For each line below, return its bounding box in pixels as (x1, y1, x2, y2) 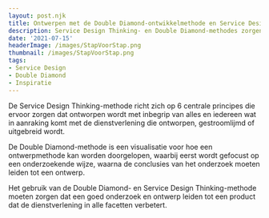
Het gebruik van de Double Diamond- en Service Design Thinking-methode (8, 183, 257, 192)
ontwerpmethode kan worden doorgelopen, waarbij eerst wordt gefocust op (8, 150, 259, 160)
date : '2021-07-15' (8, 34, 74, 42)
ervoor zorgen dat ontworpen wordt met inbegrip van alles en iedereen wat (8, 109, 256, 119)
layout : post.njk (8, 11, 66, 20)
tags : (8, 57, 26, 65)
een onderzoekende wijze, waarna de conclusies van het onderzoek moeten (8, 159, 260, 168)
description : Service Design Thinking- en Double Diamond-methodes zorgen (8, 26, 263, 34)
